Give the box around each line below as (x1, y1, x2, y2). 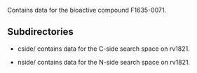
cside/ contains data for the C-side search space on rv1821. (17, 44, 191, 53)
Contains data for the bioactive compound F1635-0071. (7, 6, 167, 14)
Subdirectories (7, 26, 74, 38)
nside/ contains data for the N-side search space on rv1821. (17, 58, 191, 66)
